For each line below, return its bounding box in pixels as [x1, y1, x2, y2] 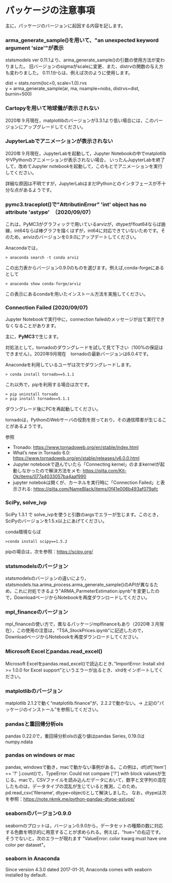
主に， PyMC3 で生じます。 [5, 333, 61, 340]
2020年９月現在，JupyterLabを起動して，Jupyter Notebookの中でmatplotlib [5, 150, 166, 156]
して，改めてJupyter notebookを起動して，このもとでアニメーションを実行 [5, 163, 163, 169]
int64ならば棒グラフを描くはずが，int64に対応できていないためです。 [14, 227, 161, 234]
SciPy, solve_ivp [5, 499, 47, 506]
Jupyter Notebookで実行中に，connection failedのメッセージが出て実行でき [5, 316, 165, 323]
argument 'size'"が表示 [5, 44, 64, 51]
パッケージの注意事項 [5, 5, 95, 16]
